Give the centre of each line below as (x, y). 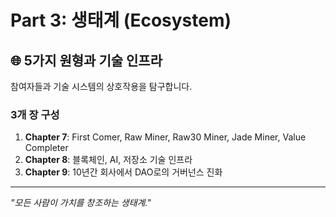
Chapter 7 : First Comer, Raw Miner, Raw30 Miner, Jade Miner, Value (165, 137)
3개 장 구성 (35, 114)
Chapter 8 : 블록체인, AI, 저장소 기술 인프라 (108, 160)
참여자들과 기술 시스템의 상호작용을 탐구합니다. (101, 86)
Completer (46, 148)
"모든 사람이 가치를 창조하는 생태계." (81, 203)
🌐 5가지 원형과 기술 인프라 (86, 60)
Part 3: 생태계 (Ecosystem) (121, 20)
